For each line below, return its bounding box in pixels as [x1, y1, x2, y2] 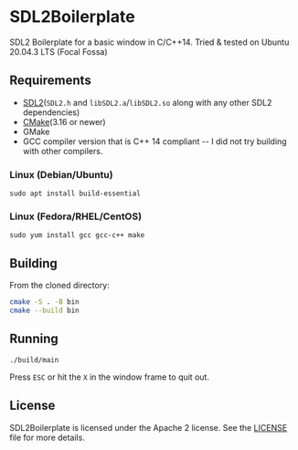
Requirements [9, 73, 91, 89]
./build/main [9, 355, 59, 364]
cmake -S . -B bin [9, 298, 80, 307]
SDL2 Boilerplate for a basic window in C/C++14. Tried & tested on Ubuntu [9, 37, 290, 47]
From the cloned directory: [9, 280, 110, 291]
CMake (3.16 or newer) [22, 116, 107, 127]
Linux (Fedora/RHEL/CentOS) [9, 210, 143, 223]
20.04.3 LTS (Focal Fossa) [9, 46, 108, 57]
